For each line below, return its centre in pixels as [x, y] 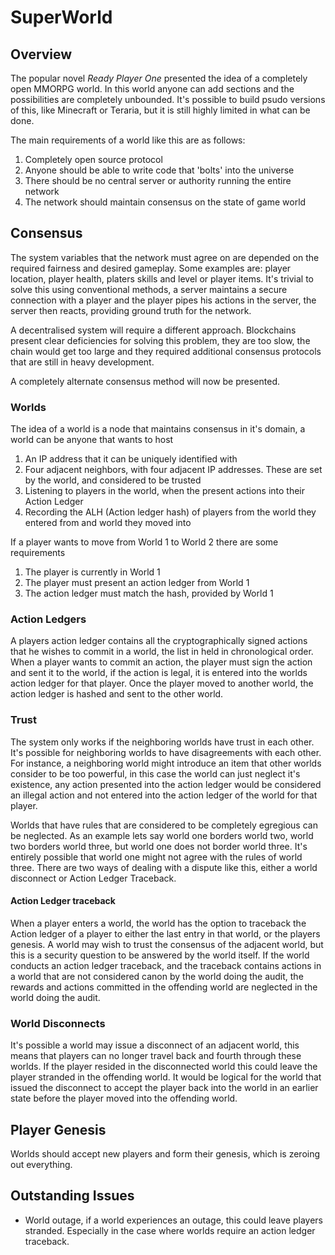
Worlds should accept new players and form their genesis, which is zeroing [165, 1154]
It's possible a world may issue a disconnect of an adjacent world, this [155, 1045]
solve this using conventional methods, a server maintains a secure [149, 289]
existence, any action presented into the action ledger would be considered [166, 784]
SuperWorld [61, 17]
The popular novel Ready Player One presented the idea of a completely [159, 78]
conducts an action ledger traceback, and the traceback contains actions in [166, 965]
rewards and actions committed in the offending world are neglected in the [164, 987]
